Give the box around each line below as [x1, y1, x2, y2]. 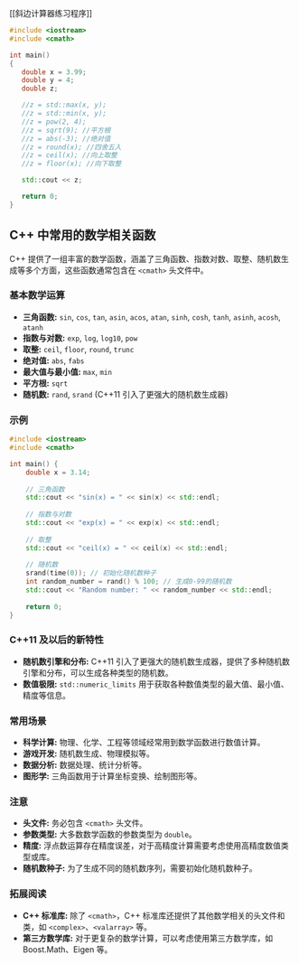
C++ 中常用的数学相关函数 [9, 228, 156, 243]
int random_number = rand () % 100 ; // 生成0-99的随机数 [25, 577, 232, 586]
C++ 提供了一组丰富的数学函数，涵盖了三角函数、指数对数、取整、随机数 [9, 253, 282, 264]
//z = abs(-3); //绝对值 [21, 134, 111, 143]
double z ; [21, 84, 59, 93]
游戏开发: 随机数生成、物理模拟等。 [22, 748, 155, 759]
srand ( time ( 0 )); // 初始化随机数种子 [25, 568, 156, 578]
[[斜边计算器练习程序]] [9, 8, 93, 18]
